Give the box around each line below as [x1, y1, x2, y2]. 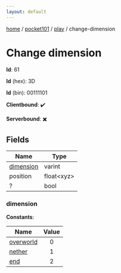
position [9, 172, 32, 180]
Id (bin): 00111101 [6, 89, 48, 96]
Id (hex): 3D [6, 77, 36, 84]
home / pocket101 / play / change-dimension [6, 25, 116, 32]
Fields [6, 134, 30, 145]
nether [9, 247, 28, 256]
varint [44, 162, 61, 171]
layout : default [6, 8, 46, 15]
